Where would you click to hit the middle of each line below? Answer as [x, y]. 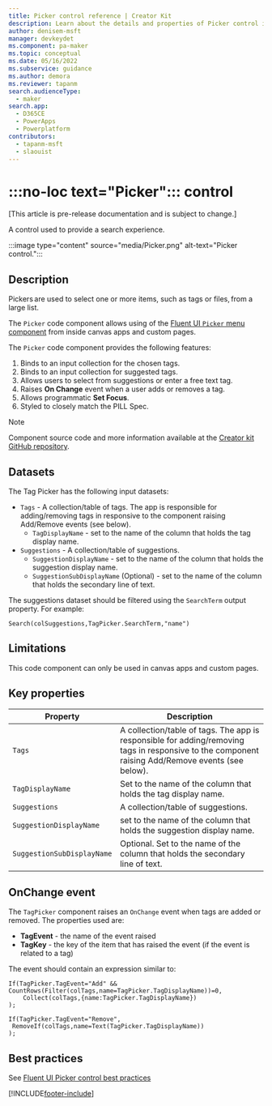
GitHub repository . [39, 446]
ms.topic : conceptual [45, 53]
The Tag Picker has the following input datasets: [89, 491]
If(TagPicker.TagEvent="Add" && [63, 984]
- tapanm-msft [39, 144]
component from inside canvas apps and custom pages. [102, 332]
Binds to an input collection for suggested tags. [99, 372]
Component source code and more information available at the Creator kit [132, 438]
